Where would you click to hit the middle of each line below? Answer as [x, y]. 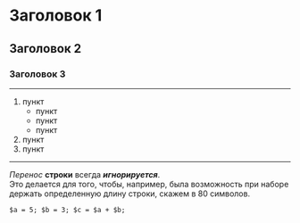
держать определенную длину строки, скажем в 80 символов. [130, 194]
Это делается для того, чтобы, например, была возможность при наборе [149, 184]
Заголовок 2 [46, 49]
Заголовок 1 [56, 16]
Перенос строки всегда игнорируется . [85, 174]
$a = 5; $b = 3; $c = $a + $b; [67, 210]
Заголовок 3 [37, 74]
